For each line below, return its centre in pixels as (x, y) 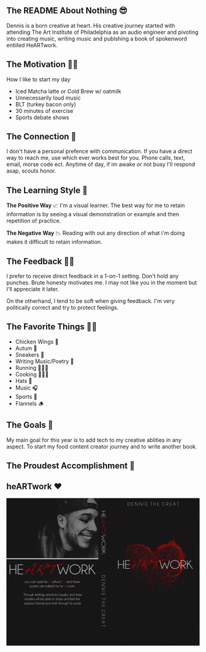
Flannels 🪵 (29, 403)
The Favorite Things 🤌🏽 (52, 327)
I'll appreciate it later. (33, 289)
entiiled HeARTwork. (32, 45)
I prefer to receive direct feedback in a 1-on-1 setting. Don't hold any (93, 276)
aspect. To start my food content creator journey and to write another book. (102, 446)
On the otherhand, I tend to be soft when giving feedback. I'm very (90, 301)
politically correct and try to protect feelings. (63, 308)
